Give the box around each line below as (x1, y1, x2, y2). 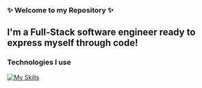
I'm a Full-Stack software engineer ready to (7, 27, 196, 38)
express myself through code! (7, 37, 138, 49)
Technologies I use (7, 57, 71, 67)
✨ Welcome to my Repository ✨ (7, 5, 114, 15)
